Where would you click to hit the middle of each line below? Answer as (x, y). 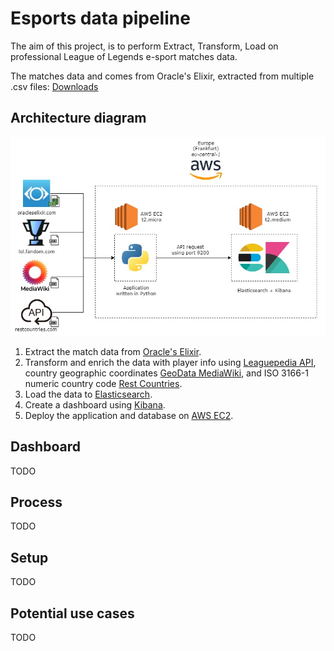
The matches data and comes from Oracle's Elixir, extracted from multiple (162, 76)
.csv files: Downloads (54, 86)
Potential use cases (72, 613)
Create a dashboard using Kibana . (95, 404)
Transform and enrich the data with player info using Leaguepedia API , (170, 362)
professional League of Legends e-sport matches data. (124, 56)
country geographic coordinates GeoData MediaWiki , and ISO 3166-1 (166, 373)
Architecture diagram (78, 118)
